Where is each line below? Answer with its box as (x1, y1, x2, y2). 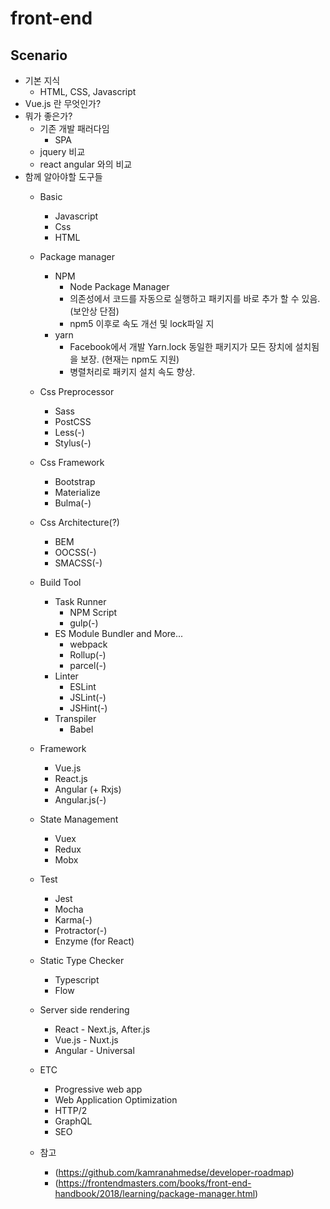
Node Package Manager (69, 281, 170, 292)
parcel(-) (69, 660, 107, 671)
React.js (54, 773, 88, 784)
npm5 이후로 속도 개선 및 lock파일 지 (69, 318, 215, 329)
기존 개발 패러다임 (39, 123, 110, 134)
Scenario (10, 47, 68, 64)
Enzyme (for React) (54, 935, 135, 947)
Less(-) (54, 427, 85, 438)
